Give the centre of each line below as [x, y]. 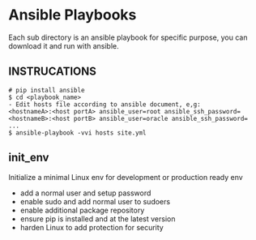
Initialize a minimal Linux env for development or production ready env [126, 177]
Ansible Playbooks [73, 15]
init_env [29, 158]
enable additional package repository [82, 210]
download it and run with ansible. [64, 45]
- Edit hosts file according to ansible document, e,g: [105, 104]
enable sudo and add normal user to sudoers [95, 201]
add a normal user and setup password [85, 193]
